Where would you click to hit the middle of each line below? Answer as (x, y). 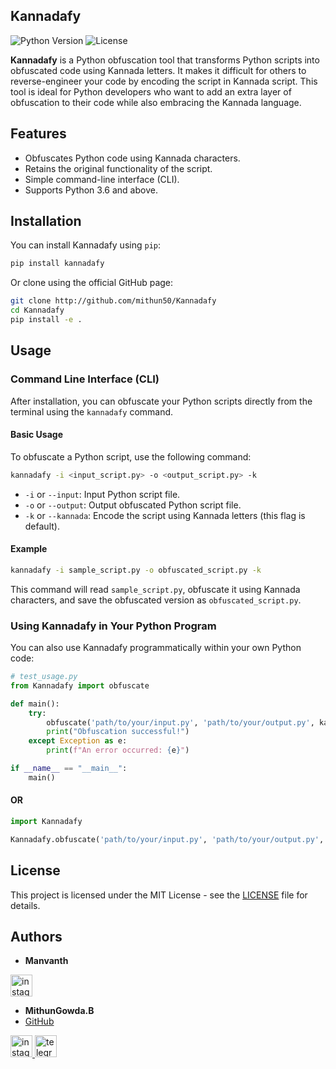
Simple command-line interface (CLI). (102, 179)
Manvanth (46, 961)
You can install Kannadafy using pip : (86, 245)
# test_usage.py (44, 677)
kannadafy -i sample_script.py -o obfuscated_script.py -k (136, 570)
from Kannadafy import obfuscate (80, 685)
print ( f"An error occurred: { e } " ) (118, 750)
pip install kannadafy (57, 264)
